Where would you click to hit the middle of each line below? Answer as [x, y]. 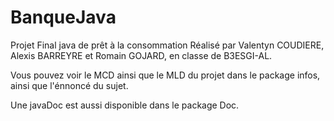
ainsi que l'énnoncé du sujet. [69, 85]
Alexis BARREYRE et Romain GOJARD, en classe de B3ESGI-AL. [141, 55]
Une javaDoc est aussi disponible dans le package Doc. [125, 105]
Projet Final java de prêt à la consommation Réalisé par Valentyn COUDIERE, [167, 45]
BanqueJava [63, 17]
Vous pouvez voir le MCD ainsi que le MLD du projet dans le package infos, [165, 75]
